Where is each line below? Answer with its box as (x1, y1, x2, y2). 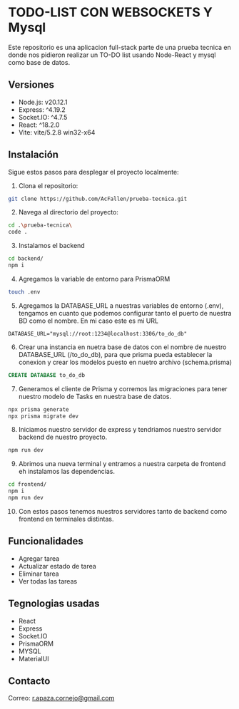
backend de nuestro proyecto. (18, 433, 108, 442)
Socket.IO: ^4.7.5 (18, 113, 68, 121)
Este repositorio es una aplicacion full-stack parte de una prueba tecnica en (8, 43, 231, 51)
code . (8, 229, 28, 236)
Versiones (8, 79, 55, 91)
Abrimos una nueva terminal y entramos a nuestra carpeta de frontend (18, 460, 226, 468)
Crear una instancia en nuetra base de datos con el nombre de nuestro (18, 343, 227, 351)
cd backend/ (8, 255, 44, 262)
